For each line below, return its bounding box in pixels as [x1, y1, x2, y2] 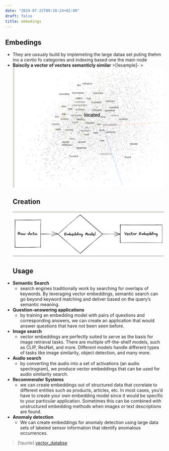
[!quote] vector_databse [17, 440, 68, 446]
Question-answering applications [12, 307, 84, 313]
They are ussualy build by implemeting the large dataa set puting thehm [12, 51, 161, 58]
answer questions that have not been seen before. [20, 323, 125, 329]
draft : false [5, 13, 33, 19]
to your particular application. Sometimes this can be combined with [20, 398, 162, 404]
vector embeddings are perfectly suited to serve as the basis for [20, 333, 153, 340]
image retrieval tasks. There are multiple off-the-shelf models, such [20, 339, 160, 345]
